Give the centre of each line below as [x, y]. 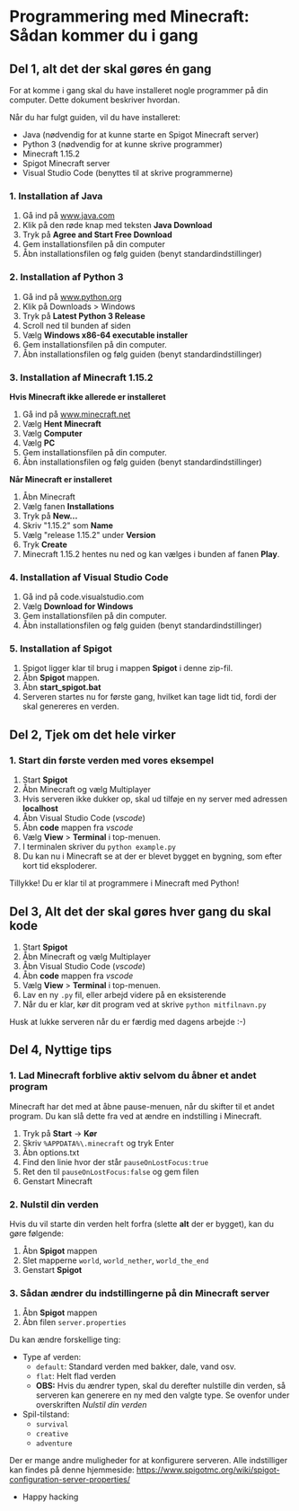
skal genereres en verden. [70, 706]
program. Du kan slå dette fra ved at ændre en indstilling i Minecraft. [136, 1116]
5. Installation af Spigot [61, 649]
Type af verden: [52, 1357]
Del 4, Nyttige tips [61, 1050]
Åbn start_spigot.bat [62, 687]
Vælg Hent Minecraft [62, 423]
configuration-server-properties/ [70, 1480]
